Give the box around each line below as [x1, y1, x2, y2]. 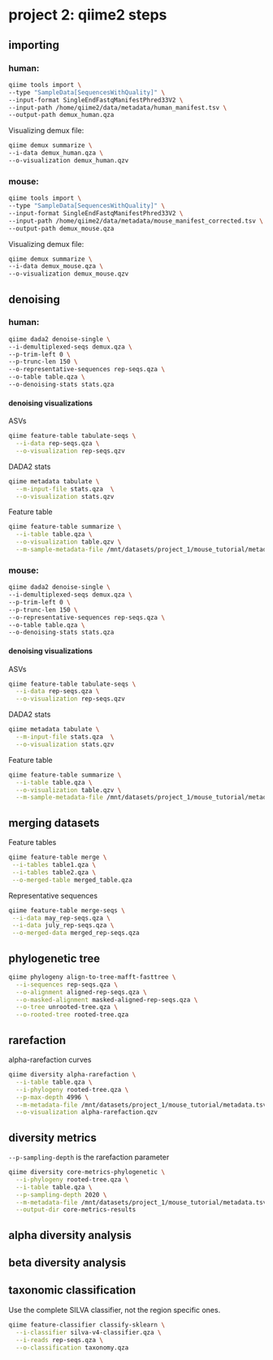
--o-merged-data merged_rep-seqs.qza [11, 929, 140, 938]
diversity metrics [8, 1131, 97, 1145]
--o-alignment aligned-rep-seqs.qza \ [15, 988, 148, 996]
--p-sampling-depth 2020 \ [15, 1190, 107, 1199]
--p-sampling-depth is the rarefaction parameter [8, 1152, 170, 1163]
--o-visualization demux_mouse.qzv [8, 270, 129, 278]
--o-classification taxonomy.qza [15, 1343, 129, 1352]
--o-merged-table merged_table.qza [11, 876, 132, 884]
